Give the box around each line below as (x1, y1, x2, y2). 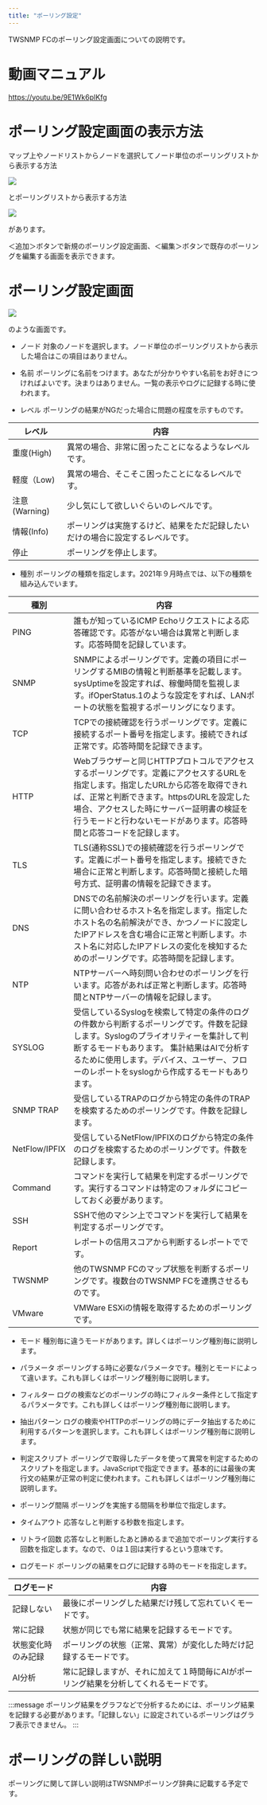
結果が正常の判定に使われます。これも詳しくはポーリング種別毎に (41, 1474, 256, 1483)
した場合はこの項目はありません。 (19, 351, 132, 361)
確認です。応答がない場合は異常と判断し (81, 627, 232, 638)
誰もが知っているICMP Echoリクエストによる (73, 615, 242, 626)
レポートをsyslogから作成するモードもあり (89, 1067, 250, 1078)
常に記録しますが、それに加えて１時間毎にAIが (62, 1666, 237, 1678)
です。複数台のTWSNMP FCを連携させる (89, 1275, 242, 1286)
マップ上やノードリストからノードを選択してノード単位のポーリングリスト (8, 151, 252, 160)
